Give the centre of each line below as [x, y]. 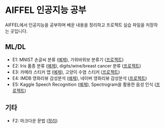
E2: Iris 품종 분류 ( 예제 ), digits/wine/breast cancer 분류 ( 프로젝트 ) [77, 65]
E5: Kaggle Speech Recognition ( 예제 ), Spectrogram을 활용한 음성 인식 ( [84, 84]
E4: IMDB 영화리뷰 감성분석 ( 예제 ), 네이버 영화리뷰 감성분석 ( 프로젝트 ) [80, 78]
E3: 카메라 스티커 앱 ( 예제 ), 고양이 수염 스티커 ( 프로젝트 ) [66, 72]
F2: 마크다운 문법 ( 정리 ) [35, 121]
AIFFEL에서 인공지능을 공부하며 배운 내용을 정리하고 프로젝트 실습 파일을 [75, 25]
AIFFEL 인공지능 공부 [46, 10]
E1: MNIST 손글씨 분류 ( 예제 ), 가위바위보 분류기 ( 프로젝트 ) [68, 60]
